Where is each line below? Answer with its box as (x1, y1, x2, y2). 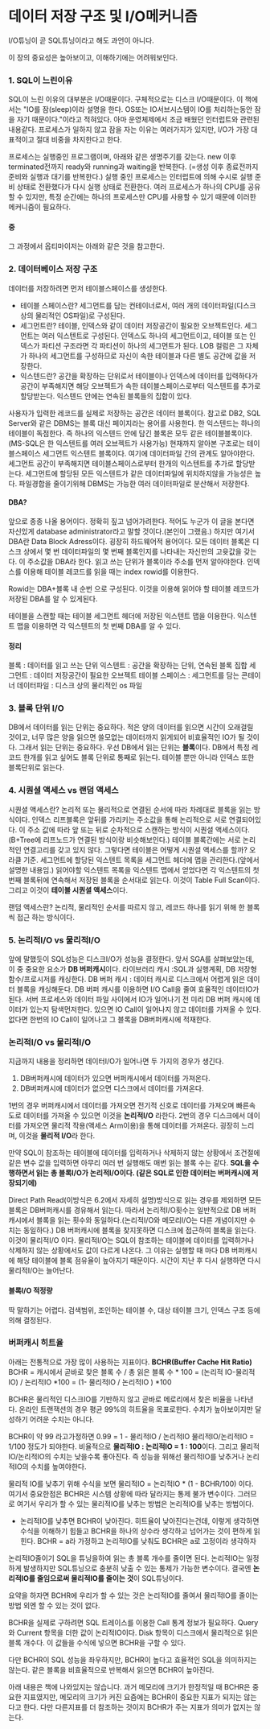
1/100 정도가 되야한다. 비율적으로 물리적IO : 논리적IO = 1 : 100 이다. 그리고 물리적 (8, 1442, 260, 1451)
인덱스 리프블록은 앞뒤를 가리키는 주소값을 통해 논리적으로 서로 (31, 815, 227, 824)
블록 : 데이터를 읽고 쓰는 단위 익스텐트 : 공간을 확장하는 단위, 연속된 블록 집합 (8, 661, 247, 671)
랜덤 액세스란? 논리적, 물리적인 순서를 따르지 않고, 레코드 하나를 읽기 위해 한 (8, 902, 245, 912)
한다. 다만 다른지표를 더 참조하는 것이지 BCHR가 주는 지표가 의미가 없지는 (22, 1702, 253, 1711)
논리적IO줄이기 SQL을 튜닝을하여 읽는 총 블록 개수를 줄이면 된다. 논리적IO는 (8, 1553, 245, 1562)
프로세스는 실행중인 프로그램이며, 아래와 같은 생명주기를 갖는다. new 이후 (8, 152, 237, 162)
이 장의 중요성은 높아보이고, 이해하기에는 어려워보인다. (8, 52, 178, 62)
